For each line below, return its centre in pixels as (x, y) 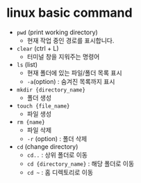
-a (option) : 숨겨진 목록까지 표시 (71, 81)
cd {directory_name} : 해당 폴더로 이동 (81, 163)
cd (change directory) (47, 146)
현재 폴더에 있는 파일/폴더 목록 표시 (74, 73)
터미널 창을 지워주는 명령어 (63, 57)
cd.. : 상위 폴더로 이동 (57, 154)
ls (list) (27, 64)
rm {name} (31, 122)
